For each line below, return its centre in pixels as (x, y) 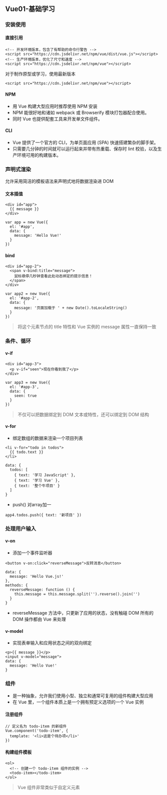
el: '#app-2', (24, 298)
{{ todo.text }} (27, 452)
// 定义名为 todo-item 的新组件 (36, 726)
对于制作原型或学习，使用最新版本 (40, 74)
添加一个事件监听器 (32, 553)
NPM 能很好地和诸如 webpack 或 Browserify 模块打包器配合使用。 (81, 112)
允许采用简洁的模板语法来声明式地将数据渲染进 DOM (59, 181)
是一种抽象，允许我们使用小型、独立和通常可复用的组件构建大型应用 (83, 695)
